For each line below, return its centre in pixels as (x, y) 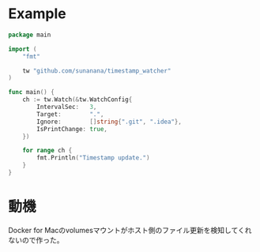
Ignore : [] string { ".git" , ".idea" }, (109, 122)
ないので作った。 (36, 240)
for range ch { (47, 151)
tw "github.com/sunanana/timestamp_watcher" (97, 71)
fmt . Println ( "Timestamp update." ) (93, 158)
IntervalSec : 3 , (67, 107)
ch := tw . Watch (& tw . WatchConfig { (77, 100)
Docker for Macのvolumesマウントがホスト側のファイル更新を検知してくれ (130, 230)
